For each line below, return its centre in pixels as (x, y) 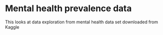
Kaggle (12, 27)
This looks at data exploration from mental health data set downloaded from (81, 22)
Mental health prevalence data (69, 9)
